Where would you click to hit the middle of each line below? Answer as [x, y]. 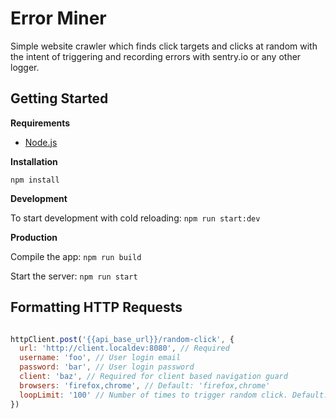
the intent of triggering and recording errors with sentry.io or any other [156, 56]
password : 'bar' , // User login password [107, 367]
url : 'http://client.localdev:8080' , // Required [124, 348]
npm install [35, 180]
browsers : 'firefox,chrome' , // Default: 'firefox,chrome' [145, 385]
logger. [25, 67]
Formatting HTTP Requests [96, 307]
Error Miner [58, 18]
